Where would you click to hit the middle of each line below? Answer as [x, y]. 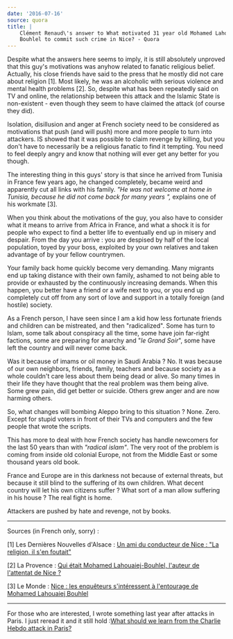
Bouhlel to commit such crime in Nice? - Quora [89, 40]
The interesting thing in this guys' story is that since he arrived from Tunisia [115, 175]
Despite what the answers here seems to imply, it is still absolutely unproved [116, 59]
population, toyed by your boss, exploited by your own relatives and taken [113, 247]
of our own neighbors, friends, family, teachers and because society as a [112, 369]
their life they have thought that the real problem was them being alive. [108, 383]
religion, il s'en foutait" [39, 552]
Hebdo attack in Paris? [40, 629]
